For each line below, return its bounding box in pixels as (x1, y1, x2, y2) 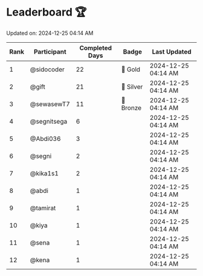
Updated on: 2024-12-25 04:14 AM (6, 29, 94, 37)
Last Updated (152, 47, 192, 55)
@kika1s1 (30, 169, 59, 177)
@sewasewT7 (30, 99, 71, 108)
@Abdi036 (30, 134, 62, 143)
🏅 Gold (121, 65, 141, 74)
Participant (33, 47, 66, 55)
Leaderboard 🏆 (6, 5, 87, 19)
